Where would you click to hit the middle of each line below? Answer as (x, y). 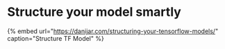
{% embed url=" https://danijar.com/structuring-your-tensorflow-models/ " (113, 31)
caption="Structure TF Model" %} (56, 38)
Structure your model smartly (94, 12)
